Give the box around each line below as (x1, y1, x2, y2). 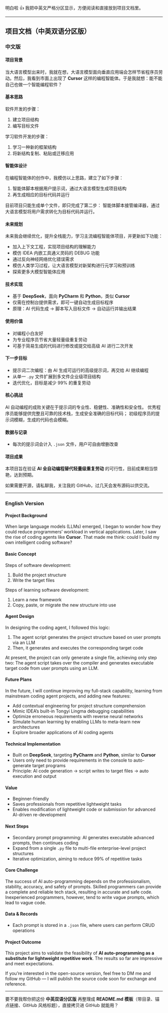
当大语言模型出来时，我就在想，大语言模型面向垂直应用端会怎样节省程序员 (5, 69, 158, 75)
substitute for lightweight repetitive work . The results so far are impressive (5, 955, 162, 961)
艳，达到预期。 (5, 472, 36, 478)
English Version (5, 500, 44, 507)
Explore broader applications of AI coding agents (12, 730, 113, 736)
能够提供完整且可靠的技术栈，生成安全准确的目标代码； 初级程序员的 (13, 410, 155, 416)
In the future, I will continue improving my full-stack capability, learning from (5, 688, 162, 694)
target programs (32, 763, 66, 769)
